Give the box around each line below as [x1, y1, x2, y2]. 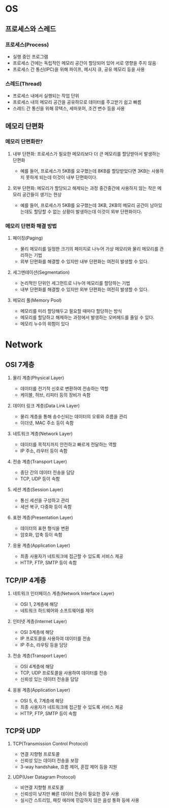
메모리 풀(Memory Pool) [12, 297, 62, 303]
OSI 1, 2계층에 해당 [20, 601, 58, 607]
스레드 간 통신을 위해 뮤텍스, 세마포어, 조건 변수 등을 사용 [12, 105, 125, 112]
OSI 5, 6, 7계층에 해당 [20, 697, 64, 704]
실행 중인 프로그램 [12, 53, 48, 59]
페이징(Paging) [12, 235, 43, 241]
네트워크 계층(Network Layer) [12, 430, 73, 437]
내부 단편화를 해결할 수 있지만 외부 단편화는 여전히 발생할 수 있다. [20, 287, 149, 293]
